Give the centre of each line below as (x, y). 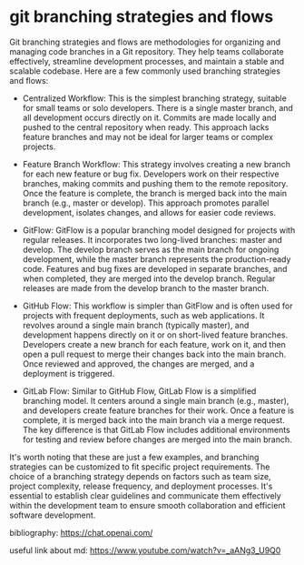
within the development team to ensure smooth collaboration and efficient (147, 505)
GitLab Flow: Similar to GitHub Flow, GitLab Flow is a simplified (139, 391)
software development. (53, 515)
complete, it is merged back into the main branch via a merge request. (154, 419)
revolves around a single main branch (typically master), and (136, 325)
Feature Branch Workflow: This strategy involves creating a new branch (156, 164)
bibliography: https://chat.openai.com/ (81, 532)
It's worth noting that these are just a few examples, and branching (134, 457)
